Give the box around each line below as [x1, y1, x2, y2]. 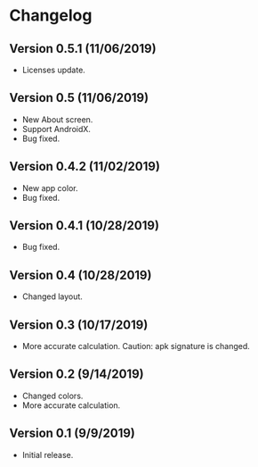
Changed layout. [21, 291, 83, 302]
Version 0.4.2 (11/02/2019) [9, 159, 160, 174]
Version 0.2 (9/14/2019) [9, 367, 144, 382]
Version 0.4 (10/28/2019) [9, 267, 152, 282]
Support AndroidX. [21, 123, 92, 134]
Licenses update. [21, 64, 86, 75]
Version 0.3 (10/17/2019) [9, 317, 149, 332]
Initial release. [21, 449, 74, 460]
